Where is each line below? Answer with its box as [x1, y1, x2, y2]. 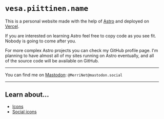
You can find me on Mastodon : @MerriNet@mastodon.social [5, 72, 123, 78]
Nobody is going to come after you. [5, 38, 77, 44]
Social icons [12, 109, 37, 115]
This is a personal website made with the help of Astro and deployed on [5, 18, 149, 24]
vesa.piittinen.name [5, 4, 89, 13]
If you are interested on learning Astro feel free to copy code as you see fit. [5, 33, 156, 39]
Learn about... [5, 91, 49, 99]
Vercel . [5, 23, 20, 29]
